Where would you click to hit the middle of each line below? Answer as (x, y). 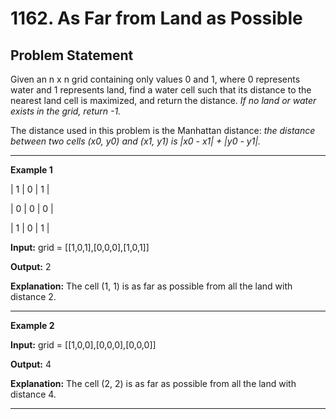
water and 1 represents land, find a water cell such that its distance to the (161, 90)
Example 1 (31, 170)
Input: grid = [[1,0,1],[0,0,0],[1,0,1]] (80, 247)
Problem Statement (72, 55)
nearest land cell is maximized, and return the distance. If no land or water (163, 100)
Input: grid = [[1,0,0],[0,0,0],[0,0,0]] (83, 345)
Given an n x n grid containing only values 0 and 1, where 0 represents (155, 79)
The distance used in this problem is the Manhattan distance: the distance (163, 130)
